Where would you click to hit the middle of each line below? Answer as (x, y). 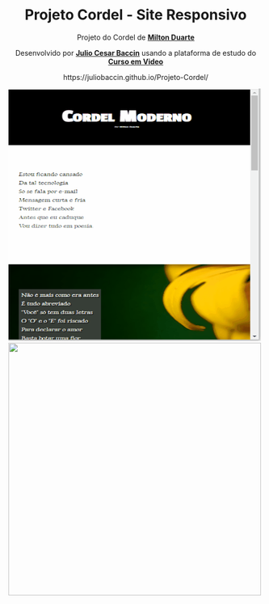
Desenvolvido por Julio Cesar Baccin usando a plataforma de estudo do (136, 53)
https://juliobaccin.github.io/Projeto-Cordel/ (136, 77)
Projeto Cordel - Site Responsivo (136, 15)
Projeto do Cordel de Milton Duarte (136, 37)
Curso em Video (136, 61)
